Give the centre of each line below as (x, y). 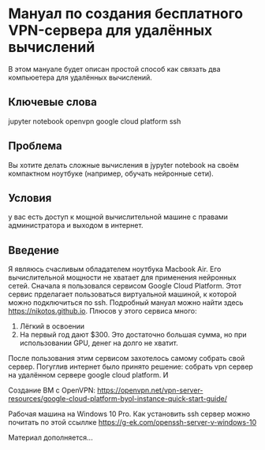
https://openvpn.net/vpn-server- (150, 390)
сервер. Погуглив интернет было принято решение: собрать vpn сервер (131, 366)
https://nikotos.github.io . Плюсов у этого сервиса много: (103, 311)
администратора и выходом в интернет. (76, 225)
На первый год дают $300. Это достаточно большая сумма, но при (133, 335)
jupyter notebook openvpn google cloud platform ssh (95, 121)
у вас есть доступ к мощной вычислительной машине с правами (118, 217)
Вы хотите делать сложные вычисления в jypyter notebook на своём (123, 165)
